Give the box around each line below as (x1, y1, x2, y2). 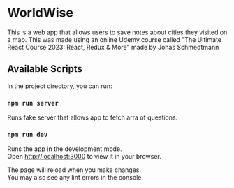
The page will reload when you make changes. (7, 166, 142, 174)
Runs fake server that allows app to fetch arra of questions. (7, 113, 178, 122)
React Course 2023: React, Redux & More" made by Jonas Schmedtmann (7, 43, 219, 51)
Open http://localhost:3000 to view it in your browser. (7, 152, 162, 161)
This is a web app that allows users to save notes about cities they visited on (7, 28, 228, 36)
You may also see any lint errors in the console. (7, 173, 143, 182)
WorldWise (7, 5, 73, 21)
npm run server (7, 99, 59, 107)
